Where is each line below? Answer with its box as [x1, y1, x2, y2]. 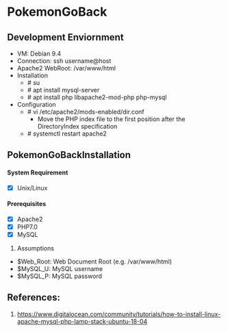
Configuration [16, 101, 56, 108]
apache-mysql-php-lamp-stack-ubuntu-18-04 [16, 317, 148, 325]
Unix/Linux [16, 183, 48, 192]
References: [7, 292, 60, 303]
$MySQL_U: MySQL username [16, 265, 103, 273]
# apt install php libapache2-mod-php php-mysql [27, 93, 167, 101]
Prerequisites [7, 200, 47, 208]
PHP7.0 [16, 222, 38, 231]
